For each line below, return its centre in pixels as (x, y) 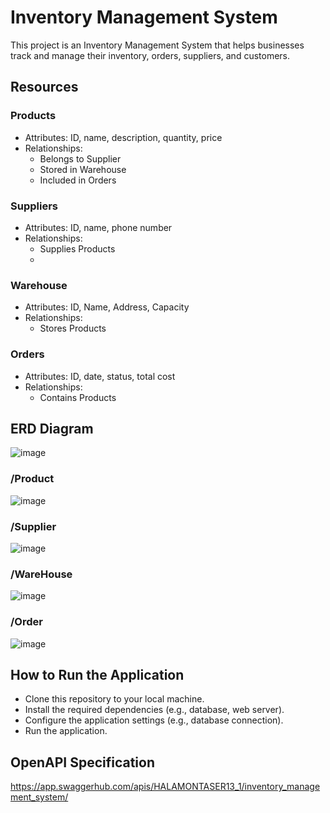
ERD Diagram (52, 428)
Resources (44, 87)
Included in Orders (78, 180)
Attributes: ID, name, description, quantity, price (123, 137)
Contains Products (78, 397)
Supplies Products (77, 248)
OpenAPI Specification (83, 762)
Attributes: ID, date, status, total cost (100, 376)
